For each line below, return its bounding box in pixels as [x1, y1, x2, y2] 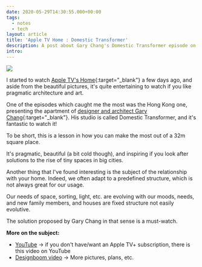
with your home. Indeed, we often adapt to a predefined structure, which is [6, 174, 193, 182]
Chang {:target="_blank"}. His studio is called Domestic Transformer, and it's [6, 113, 197, 121]
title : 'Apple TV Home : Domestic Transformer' [6, 37, 129, 43]
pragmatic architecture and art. [6, 89, 84, 96]
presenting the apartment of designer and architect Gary [6, 107, 148, 114]
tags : [6, 15, 20, 21]
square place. [6, 138, 41, 145]
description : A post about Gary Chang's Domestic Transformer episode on [6, 43, 197, 49]
